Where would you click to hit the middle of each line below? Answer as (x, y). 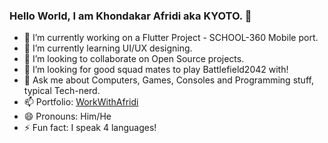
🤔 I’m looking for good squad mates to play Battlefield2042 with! (156, 70)
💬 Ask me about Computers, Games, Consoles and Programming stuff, (168, 80)
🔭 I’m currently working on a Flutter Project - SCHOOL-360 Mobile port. (171, 38)
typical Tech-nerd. (62, 91)
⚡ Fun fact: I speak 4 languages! (90, 128)
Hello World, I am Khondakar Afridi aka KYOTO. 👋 (130, 16)
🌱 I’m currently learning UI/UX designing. (108, 48)
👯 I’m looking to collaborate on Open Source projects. (134, 59)
